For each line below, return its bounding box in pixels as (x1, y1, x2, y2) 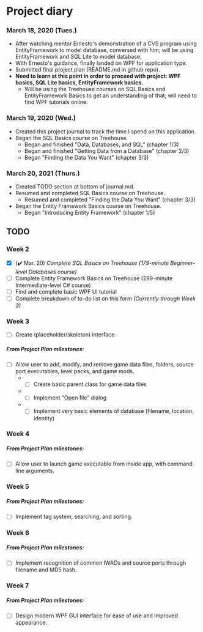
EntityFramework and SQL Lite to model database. (15, 53, 142, 61)
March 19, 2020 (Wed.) (6, 114, 76, 122)
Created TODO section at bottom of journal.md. (15, 183, 135, 190)
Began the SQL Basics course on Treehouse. (15, 134, 128, 141)
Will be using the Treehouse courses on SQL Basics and (24, 86, 166, 93)
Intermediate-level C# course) (15, 281, 92, 289)
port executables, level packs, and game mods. (15, 368, 135, 375)
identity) (33, 414, 55, 422)
